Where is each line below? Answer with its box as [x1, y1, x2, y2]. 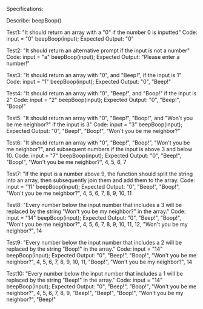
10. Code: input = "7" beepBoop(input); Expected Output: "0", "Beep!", [6, 152, 182, 159]
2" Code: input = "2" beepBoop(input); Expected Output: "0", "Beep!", [6, 97, 181, 103]
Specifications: [6, 5, 44, 12]
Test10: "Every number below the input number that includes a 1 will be [6, 270, 184, 277]
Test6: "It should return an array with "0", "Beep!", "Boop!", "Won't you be [6, 139, 190, 146]
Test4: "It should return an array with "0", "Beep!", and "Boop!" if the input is [6, 90, 197, 97]
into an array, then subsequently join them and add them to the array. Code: [6, 177, 196, 184]
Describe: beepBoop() [6, 17, 62, 24]
